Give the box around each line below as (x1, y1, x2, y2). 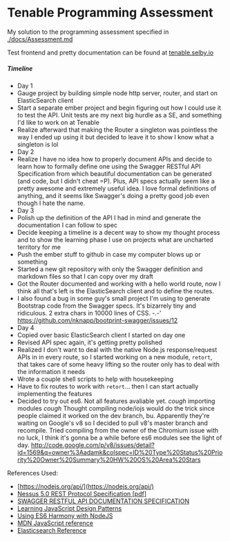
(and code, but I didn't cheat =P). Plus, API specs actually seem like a (17, 177, 215, 185)
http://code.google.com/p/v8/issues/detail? (30, 440, 155, 449)
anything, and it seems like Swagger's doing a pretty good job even (17, 191, 209, 199)
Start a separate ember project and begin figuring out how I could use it (17, 104, 221, 112)
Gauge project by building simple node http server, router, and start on (17, 88, 218, 97)
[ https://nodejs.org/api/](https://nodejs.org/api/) (17, 482, 154, 491)
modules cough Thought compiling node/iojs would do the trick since (17, 404, 215, 412)
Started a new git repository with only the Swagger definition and (17, 264, 203, 273)
